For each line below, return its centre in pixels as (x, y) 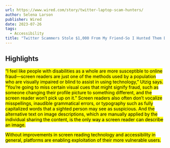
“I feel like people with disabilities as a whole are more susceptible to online (84, 71)
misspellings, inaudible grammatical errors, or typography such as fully (79, 103)
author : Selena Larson (29, 15)
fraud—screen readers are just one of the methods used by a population (80, 76)
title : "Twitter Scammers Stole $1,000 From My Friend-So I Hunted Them (83, 39)
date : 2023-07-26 (24, 24)
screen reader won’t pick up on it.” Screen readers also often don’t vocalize (84, 98)
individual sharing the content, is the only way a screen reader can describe (84, 119)
